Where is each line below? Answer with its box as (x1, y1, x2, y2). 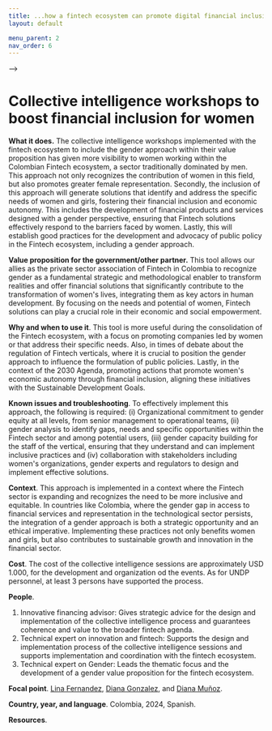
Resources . (8, 715, 48, 725)
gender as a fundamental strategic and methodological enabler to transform (8, 272, 261, 282)
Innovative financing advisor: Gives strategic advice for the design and (19, 608, 257, 618)
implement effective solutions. (8, 468, 109, 477)
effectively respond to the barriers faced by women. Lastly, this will (8, 222, 232, 232)
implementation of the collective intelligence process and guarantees (19, 617, 251, 626)
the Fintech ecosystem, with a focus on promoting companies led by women (8, 331, 263, 341)
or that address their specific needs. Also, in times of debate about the (8, 340, 244, 349)
